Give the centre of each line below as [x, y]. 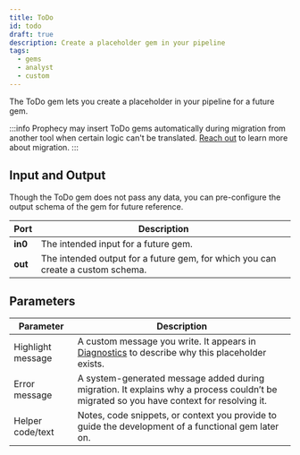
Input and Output [58, 176]
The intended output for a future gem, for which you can [158, 258]
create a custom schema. [94, 270]
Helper [28, 421]
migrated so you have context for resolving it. [172, 401]
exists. [91, 364]
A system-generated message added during [171, 379]
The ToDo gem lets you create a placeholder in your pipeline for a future [142, 101]
